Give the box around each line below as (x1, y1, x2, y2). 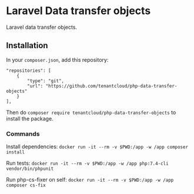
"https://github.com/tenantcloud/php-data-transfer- (45, 83, 178, 89)
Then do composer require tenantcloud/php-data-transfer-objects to (6, 109, 176, 116)
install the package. (6, 115, 54, 122)
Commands (6, 129, 40, 138)
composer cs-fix (6, 182, 46, 189)
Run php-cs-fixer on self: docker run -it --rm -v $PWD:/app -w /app (6, 176, 174, 183)
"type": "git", (27, 78, 65, 83)
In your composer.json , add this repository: (6, 56, 109, 63)
